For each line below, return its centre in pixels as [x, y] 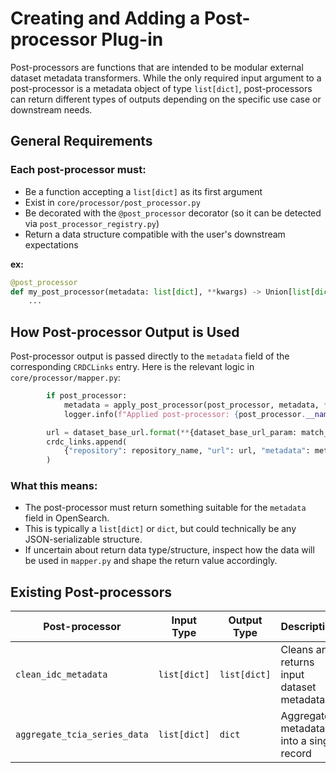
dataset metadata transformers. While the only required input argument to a [166, 78]
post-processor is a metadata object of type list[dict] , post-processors [161, 88]
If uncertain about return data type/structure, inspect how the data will [169, 550]
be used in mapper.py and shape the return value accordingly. [151, 561]
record [296, 754]
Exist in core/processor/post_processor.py [112, 202]
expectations [51, 244]
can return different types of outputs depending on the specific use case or [166, 99]
